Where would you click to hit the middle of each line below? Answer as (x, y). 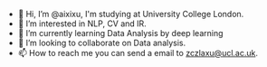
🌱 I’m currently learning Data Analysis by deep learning (120, 33)
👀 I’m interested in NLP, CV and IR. (82, 24)
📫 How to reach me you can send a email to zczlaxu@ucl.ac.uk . (138, 53)
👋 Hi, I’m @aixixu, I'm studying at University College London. (131, 14)
